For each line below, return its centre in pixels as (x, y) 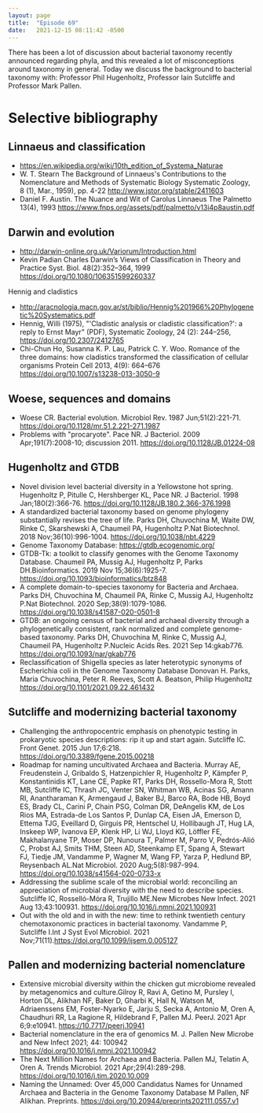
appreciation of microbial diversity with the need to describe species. (131, 890)
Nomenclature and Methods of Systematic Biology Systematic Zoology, (135, 183)
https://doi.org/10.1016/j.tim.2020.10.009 (84, 1076)
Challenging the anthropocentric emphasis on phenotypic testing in (128, 731)
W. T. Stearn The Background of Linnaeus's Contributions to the (123, 174)
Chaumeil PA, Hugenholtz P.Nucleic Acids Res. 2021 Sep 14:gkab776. (131, 645)
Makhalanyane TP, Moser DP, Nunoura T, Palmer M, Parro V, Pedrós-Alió (137, 840)
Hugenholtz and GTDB (64, 467)
